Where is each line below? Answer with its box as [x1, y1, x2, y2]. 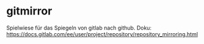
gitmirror [6, 4, 53, 18]
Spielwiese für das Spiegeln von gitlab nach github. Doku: [6, 24, 151, 31]
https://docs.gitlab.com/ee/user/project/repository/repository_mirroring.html [6, 30, 199, 37]
